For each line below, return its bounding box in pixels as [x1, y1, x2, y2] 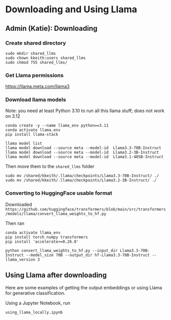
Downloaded [5, 201, 32, 207]
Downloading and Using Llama [5, 4, 137, 15]
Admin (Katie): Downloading [5, 24, 98, 33]
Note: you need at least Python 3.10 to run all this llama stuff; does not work [5, 108, 165, 114]
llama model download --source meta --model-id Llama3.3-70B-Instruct [5, 145, 161, 151]
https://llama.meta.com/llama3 [5, 83, 70, 90]
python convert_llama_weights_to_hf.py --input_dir [5, 248, 118, 253]
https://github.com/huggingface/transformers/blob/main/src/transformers [5, 206, 166, 212]
